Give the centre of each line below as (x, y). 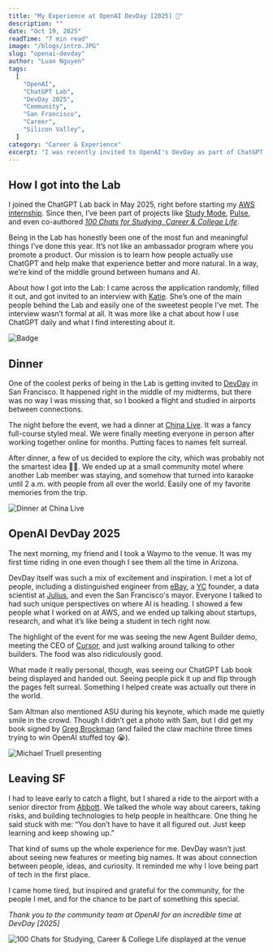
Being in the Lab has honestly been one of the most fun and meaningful (128, 237)
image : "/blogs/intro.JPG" (54, 46)
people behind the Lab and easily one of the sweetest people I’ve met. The (134, 305)
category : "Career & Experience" (65, 144)
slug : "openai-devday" (47, 54)
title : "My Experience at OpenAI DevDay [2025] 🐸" (96, 16)
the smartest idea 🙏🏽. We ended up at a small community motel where (126, 467)
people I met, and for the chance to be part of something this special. (124, 898)
